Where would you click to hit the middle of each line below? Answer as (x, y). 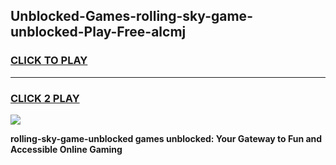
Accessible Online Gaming (66, 149)
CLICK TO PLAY (49, 61)
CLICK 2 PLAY (45, 98)
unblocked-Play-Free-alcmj (98, 32)
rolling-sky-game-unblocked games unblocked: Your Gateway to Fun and (166, 138)
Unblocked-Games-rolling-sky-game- (131, 16)
